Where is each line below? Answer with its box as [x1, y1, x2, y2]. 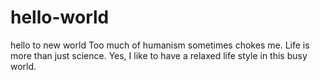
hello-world [10, 6, 110, 29]
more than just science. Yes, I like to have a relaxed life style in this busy [10, 49, 308, 61]
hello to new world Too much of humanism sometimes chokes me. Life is [10, 39, 310, 51]
